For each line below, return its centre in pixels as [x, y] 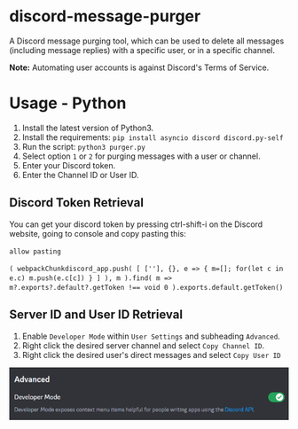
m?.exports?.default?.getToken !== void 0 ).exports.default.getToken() [146, 287]
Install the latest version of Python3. [87, 128]
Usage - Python [68, 103]
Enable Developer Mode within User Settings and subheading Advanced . [151, 336]
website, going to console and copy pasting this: [98, 233]
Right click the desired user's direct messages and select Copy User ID [151, 355]
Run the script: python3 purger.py [84, 146]
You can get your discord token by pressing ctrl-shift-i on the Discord [136, 224]
